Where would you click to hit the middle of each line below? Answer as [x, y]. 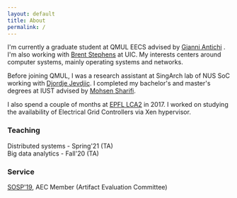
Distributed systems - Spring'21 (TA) [60, 146]
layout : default [31, 14]
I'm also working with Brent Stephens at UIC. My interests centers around [114, 54]
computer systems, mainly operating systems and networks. [96, 62]
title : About [27, 21]
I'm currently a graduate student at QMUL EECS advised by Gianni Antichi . [116, 47]
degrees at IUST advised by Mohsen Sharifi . [72, 91]
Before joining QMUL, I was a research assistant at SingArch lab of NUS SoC [119, 76]
